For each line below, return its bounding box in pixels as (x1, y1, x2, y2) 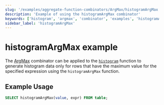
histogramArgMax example (5, 42, 118, 53)
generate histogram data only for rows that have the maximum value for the (5, 63, 157, 69)
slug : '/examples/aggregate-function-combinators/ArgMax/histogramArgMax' (5, 7, 161, 12)
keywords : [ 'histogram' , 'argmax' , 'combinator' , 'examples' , (5, 16, 134, 21)
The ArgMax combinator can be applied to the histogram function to (5, 58, 142, 64)
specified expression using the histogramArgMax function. (5, 68, 120, 74)
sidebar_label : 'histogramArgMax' (5, 21, 76, 26)
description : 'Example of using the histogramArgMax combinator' (5, 12, 141, 17)
